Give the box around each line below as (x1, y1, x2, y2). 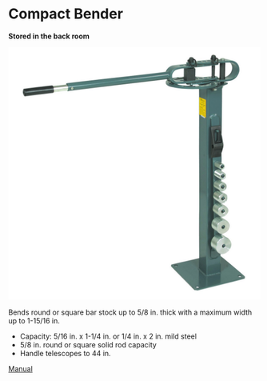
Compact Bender (8, 5, 124, 23)
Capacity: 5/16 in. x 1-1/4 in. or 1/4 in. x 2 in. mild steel (19, 331, 197, 341)
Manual (8, 363, 34, 373)
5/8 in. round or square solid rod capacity (19, 339, 157, 349)
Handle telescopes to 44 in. (19, 348, 111, 358)
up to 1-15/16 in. (8, 315, 60, 325)
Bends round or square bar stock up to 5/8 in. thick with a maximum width (8, 307, 253, 317)
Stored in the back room (8, 31, 90, 41)
